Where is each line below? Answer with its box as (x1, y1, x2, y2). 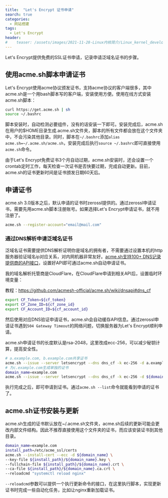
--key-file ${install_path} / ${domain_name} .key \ (5, 457, 111, 462)
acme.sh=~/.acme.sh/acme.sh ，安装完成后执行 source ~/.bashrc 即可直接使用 (5, 140, 161, 146)
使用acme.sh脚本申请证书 (5, 71, 86, 79)
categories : (5, 17, 30, 22)
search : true (5, 12, 32, 17)
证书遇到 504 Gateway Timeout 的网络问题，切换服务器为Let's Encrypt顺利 (9, 322, 158, 328)
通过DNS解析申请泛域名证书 (5, 235, 72, 242)
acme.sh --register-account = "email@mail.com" (5, 222, 101, 228)
